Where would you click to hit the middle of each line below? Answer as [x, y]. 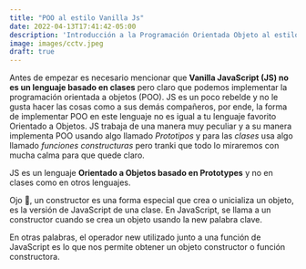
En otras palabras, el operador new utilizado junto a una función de [135, 237]
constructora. [35, 257]
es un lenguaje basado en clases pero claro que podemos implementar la [148, 88]
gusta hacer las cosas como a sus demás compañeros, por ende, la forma [148, 107]
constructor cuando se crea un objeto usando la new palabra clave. [136, 220]
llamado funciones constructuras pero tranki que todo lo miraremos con [144, 146]
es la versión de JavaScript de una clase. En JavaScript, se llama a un [140, 210]
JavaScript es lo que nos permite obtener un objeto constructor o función [148, 247]
